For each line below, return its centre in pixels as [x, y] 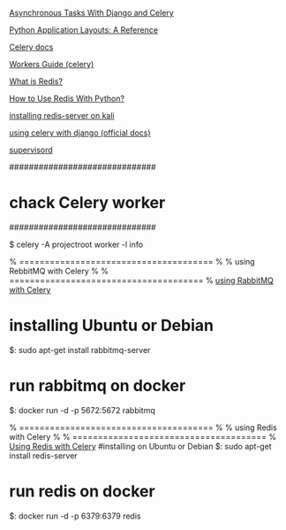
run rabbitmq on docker [98, 386]
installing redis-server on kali [62, 115]
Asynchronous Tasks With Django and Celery [91, 13]
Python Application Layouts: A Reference [84, 30]
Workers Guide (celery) [52, 64]
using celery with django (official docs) [80, 133]
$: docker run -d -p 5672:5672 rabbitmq [83, 410]
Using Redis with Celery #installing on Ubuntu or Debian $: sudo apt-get [140, 446]
